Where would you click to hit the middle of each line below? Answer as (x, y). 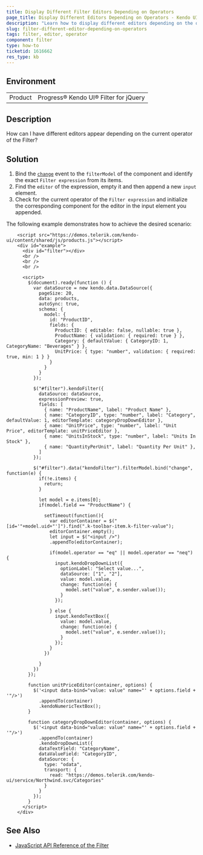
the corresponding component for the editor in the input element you (101, 206)
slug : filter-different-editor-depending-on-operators (77, 29)
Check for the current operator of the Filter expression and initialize (101, 200)
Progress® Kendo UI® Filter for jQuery (91, 97)
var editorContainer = (78, 521)
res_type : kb (23, 57)
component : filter (29, 40)
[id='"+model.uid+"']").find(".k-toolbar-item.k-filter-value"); (90, 526)
